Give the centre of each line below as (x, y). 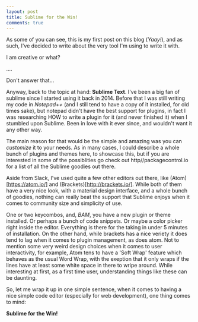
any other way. (24, 130)
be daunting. (22, 278)
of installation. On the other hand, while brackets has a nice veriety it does (97, 234)
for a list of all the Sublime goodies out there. (61, 166)
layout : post (22, 12)
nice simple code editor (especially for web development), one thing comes (98, 296)
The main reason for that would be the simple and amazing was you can (94, 141)
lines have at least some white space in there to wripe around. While (90, 266)
